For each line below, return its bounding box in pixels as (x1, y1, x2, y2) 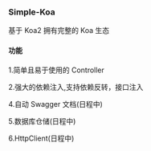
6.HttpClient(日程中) (8, 133, 75, 143)
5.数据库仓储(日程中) (8, 116, 76, 126)
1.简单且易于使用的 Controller (8, 65, 104, 75)
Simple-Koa (8, 6, 56, 18)
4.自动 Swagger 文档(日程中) (8, 99, 103, 108)
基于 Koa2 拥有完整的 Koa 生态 (8, 26, 110, 35)
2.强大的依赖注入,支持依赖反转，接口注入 (8, 82, 144, 92)
